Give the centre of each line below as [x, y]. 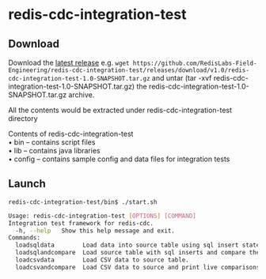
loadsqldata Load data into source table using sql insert [127, 245]
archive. [82, 95]
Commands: [25, 238]
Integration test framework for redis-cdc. [81, 223]
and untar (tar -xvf [182, 78]
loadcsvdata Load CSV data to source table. [103, 260]
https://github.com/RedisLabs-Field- [195, 63]
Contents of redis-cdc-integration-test [71, 134]
